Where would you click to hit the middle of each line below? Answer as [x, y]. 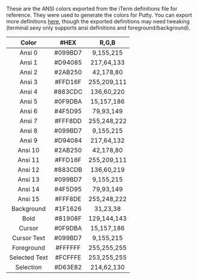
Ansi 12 [29, 169]
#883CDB [68, 169]
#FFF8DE [68, 199]
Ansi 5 [28, 101]
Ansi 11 [29, 160]
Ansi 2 [28, 72]
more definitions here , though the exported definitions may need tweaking [98, 21]
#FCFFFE [68, 257]
